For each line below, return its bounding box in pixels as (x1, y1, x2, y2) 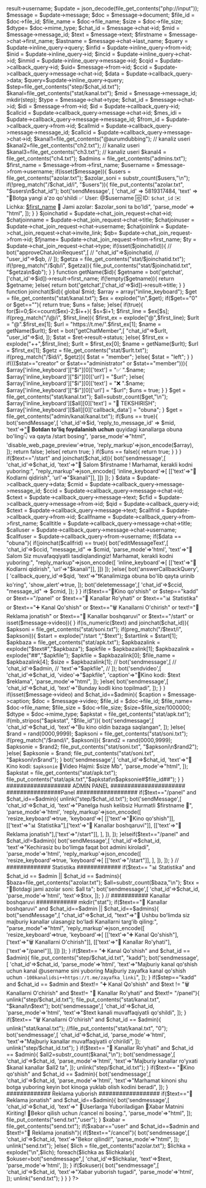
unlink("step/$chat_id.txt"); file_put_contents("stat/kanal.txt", (6, 996, 161, 1003)
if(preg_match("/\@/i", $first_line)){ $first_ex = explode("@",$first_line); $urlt (6, 314, 199, 321)
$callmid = (77, 122, 105, 130)
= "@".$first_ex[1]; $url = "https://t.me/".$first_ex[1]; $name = (6, 320, 161, 328)
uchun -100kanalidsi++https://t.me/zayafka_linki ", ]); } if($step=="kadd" (6, 974, 197, 980)
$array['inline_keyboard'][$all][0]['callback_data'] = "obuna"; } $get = (6, 406, 183, 413)
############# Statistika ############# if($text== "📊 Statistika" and (6, 864, 196, 871)
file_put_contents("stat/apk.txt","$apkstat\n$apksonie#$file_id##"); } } (6, 775, 184, 783)
